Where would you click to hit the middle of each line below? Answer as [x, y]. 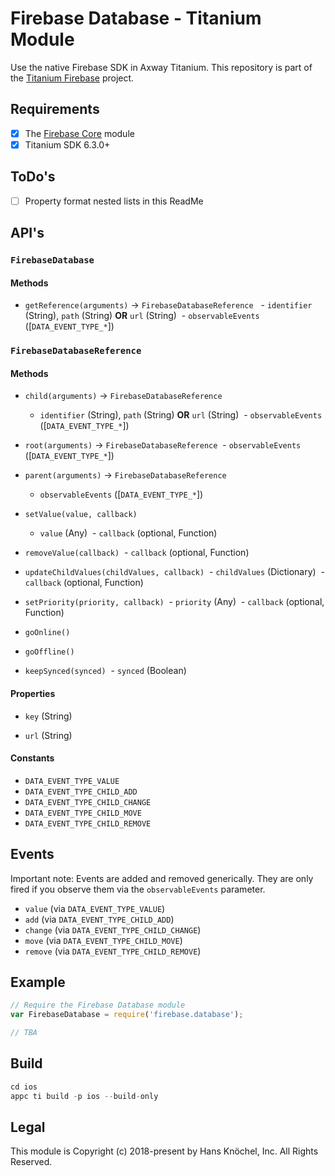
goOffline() [49, 652]
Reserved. [31, 1162]
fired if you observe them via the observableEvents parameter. [138, 889]
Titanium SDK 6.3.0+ [67, 144]
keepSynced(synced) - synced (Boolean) [105, 671]
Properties [33, 693]
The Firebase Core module [79, 133]
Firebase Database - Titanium [136, 18]
